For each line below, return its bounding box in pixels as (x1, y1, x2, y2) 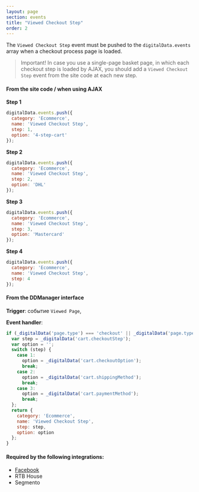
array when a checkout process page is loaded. (6, 48, 123, 55)
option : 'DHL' (11, 182, 46, 188)
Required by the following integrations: (6, 453, 104, 460)
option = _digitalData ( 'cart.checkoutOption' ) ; (21, 358, 142, 364)
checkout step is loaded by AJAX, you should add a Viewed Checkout (20, 66, 188, 73)
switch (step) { (11, 347, 52, 353)
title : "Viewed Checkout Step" (6, 20, 84, 25)
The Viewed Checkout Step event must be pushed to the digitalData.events (6, 41, 191, 49)
